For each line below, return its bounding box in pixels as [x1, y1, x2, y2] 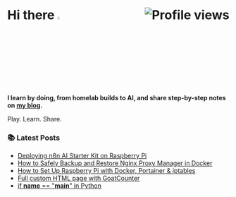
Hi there [7, 7, 55, 23]
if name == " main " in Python [17, 181, 102, 190]
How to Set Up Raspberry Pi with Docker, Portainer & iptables [17, 167, 196, 174]
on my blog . [7, 101, 43, 109]
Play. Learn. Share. [7, 114, 62, 123]
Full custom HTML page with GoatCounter [17, 174, 140, 182]
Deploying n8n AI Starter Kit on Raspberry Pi [17, 152, 147, 160]
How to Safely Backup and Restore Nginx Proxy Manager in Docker [17, 159, 213, 167]
